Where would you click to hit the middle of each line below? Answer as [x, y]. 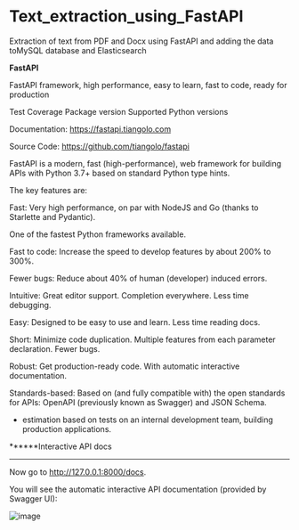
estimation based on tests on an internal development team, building [147, 420]
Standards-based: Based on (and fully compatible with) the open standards [147, 393]
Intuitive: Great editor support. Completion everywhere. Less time [129, 295]
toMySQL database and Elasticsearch [78, 50]
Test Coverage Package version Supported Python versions [119, 111]
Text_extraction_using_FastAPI [126, 16]
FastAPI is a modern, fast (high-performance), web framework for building [145, 163]
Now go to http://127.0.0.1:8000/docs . [78, 472]
